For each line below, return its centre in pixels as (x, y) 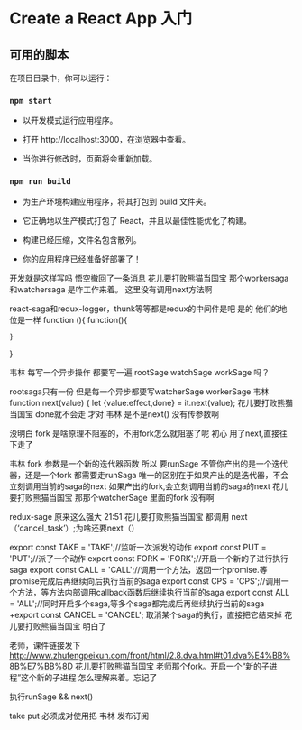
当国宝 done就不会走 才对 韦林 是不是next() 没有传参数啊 (114, 414)
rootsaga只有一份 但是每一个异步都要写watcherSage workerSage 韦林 (139, 391)
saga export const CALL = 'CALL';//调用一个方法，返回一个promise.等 (138, 569)
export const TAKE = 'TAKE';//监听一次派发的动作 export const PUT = (138, 547)
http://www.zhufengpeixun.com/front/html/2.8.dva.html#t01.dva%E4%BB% (150, 655)
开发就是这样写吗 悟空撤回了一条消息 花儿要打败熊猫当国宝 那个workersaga (149, 278)
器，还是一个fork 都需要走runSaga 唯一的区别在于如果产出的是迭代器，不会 (149, 475)
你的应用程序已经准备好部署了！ (82, 259)
